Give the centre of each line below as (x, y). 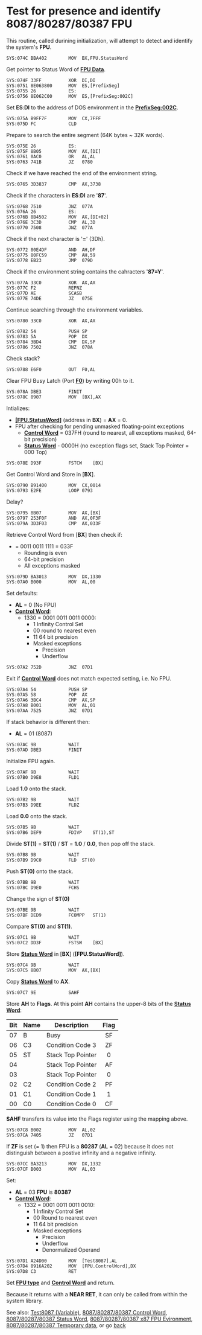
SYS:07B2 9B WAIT (43, 799)
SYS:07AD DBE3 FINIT (44, 750)
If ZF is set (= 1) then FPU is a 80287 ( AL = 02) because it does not (90, 1146)
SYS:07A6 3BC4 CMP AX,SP (51, 700)
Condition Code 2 (71, 1084)
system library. (25, 1301)
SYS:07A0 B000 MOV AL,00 (51, 582)
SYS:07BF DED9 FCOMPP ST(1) (56, 915)
